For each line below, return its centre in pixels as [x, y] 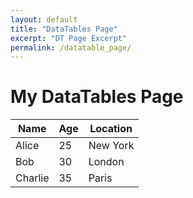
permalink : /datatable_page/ [71, 47]
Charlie [32, 178]
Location [111, 129]
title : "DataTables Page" [64, 29]
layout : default [44, 19]
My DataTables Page [97, 97]
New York [111, 146]
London [106, 162]
